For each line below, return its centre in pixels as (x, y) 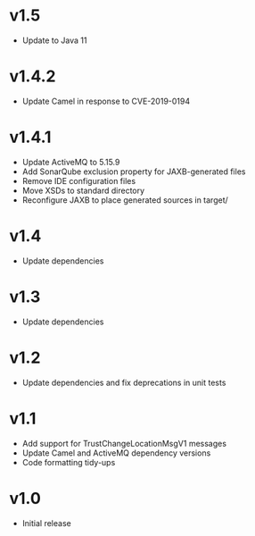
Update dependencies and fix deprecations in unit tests (124, 382)
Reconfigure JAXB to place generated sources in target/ (125, 200)
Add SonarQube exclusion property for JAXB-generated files (134, 172)
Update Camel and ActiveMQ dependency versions (116, 453)
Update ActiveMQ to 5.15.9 (71, 162)
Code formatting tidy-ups (69, 462)
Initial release (46, 523)
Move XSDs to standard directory (83, 190)
